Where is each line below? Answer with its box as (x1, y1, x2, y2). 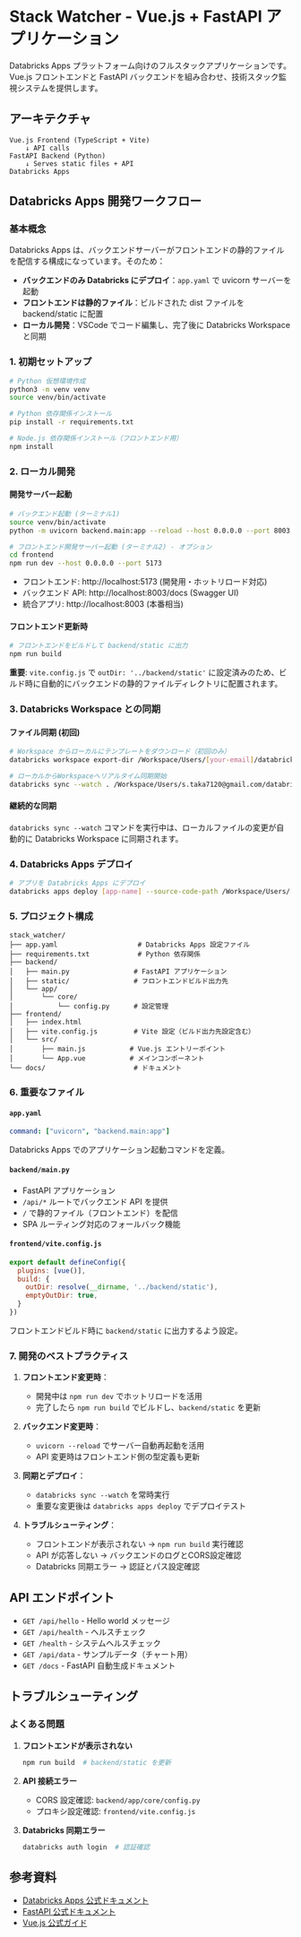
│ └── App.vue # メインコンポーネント (9, 1054, 204, 1063)
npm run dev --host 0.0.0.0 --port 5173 (9, 559, 163, 568)
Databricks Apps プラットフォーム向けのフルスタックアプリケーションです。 (9, 60, 291, 71)
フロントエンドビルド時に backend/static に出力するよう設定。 (9, 1325, 244, 1336)
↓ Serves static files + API (25, 159, 134, 169)
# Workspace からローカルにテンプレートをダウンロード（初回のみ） (9, 748, 231, 757)
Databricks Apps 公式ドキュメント (21, 1895, 150, 1906)
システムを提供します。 (16, 82, 103, 93)
